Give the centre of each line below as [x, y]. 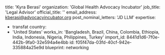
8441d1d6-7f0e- [143, 37]
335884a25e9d [28, 47]
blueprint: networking [67, 47]
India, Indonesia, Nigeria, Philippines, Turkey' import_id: [69, 37]
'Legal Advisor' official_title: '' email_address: [51, 12]
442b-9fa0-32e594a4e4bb [40, 42]
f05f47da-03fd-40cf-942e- [104, 42]
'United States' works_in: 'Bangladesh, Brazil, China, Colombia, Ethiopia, [86, 32]
